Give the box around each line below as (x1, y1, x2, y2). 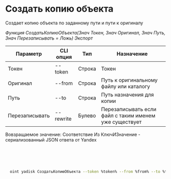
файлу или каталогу (101, 83, 150, 90)
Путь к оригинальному (101, 77, 158, 84)
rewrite (54, 115, 72, 122)
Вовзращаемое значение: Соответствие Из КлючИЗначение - (5, 131, 141, 137)
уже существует (101, 118, 142, 125)
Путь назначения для (101, 91, 154, 98)
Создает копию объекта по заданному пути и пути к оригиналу (5, 20, 144, 26)
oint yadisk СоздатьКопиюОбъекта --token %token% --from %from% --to (10, 169, 160, 174)
